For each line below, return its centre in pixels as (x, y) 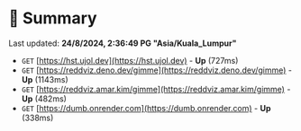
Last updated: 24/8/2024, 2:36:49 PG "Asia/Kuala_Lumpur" (123, 43)
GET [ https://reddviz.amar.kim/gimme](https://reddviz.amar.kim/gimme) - (156, 89)
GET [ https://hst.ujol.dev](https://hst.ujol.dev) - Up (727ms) (130, 60)
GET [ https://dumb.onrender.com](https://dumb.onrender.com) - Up (146, 108)
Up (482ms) (44, 99)
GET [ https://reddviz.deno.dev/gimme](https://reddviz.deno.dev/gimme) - (157, 70)
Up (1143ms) (45, 79)
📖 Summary (53, 18)
